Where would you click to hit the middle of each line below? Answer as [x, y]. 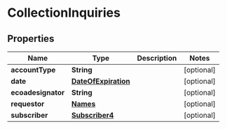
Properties [31, 39]
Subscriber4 [92, 115]
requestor [28, 104]
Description [157, 58]
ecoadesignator [38, 92]
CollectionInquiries [64, 13]
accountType [33, 70]
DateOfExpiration [101, 81]
